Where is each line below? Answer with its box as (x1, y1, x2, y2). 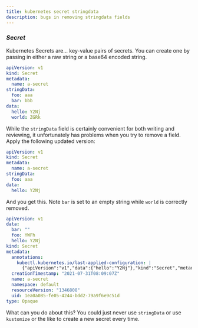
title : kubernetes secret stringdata (6, 8, 99, 15)
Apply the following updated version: (6, 137, 95, 145)
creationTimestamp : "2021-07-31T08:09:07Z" (11, 271, 120, 277)
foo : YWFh (11, 232, 35, 238)
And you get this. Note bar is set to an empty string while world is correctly (6, 198, 187, 205)
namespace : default (11, 282, 60, 288)
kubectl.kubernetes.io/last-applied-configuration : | (16, 259, 151, 266)
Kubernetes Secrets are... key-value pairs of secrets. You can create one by (6, 47, 190, 54)
